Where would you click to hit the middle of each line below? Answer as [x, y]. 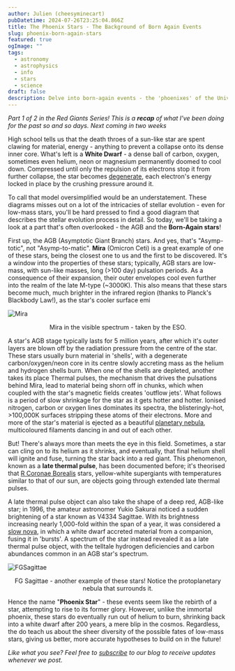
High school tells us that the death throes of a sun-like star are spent [106, 139]
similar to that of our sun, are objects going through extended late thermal [114, 481]
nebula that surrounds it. [118, 588]
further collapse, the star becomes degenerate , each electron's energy [110, 176]
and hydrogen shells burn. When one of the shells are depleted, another [111, 370]
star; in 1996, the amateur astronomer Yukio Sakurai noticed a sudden [108, 509]
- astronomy [32, 59]
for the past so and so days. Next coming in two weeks [87, 126]
